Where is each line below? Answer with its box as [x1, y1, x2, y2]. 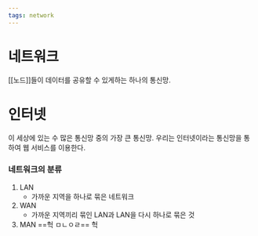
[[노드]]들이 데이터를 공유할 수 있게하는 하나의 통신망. [8, 75, 171, 85]
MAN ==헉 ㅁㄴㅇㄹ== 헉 [19, 220, 98, 229]
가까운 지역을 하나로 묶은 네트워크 [31, 191, 135, 201]
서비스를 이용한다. [31, 143, 86, 152]
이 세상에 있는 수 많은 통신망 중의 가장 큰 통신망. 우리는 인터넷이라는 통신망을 [8, 133, 242, 142]
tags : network [8, 11, 55, 20]
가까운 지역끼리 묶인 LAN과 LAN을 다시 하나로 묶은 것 [31, 209, 195, 220]
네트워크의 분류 [8, 164, 63, 175]
